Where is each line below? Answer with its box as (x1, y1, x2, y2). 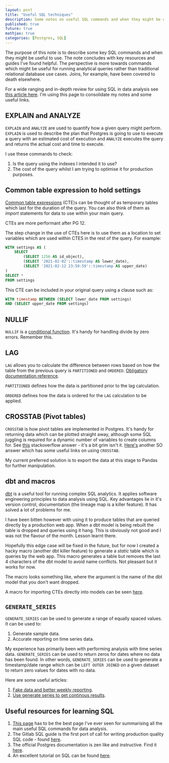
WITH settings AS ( (5, 245, 46, 250)
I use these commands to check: (5, 151, 73, 157)
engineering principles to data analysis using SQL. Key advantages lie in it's (5, 496, 162, 502)
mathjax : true (5, 31, 35, 36)
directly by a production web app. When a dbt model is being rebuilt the (5, 521, 154, 528)
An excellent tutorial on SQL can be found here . (12, 752, 111, 758)
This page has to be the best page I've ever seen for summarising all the (12, 721, 162, 727)
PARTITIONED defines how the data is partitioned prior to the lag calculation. (5, 383, 160, 389)
